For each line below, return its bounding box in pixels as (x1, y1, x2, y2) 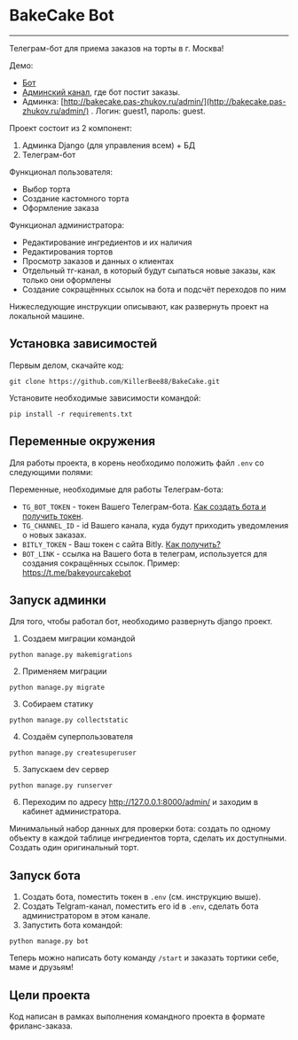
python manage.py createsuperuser (9, 748, 137, 758)
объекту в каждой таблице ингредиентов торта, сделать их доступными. (9, 833, 286, 843)
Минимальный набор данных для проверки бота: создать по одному (9, 824, 271, 834)
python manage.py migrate (9, 684, 105, 692)
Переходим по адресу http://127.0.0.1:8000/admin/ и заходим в (21, 797, 259, 808)
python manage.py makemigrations (9, 651, 133, 660)
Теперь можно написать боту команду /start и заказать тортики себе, (9, 952, 279, 963)
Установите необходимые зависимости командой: (9, 392, 201, 403)
